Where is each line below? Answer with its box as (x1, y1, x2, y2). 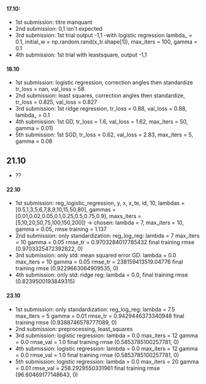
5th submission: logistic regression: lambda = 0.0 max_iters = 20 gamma (15, 358, 199, 365)
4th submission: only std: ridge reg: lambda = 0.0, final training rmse (15, 271, 188, 279)
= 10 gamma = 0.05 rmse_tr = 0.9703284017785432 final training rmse (15, 238, 195, 246)
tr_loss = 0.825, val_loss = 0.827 (15, 98, 97, 106)
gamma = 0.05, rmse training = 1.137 (15, 225, 107, 233)
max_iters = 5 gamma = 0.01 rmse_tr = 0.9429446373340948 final (15, 312, 185, 319)
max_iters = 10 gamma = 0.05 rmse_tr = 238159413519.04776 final (15, 258, 183, 265)
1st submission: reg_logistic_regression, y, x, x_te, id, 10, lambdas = (15, 200, 185, 207)
